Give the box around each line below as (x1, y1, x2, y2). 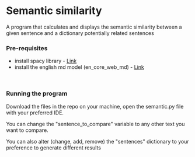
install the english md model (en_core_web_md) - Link (14, 64, 144, 71)
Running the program (6, 89, 68, 97)
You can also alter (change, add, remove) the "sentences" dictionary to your (6, 138, 190, 145)
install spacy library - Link (14, 57, 77, 65)
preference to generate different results (6, 144, 101, 151)
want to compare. (6, 127, 48, 134)
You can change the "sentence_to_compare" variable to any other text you (6, 120, 185, 127)
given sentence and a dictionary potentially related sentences (6, 29, 155, 36)
